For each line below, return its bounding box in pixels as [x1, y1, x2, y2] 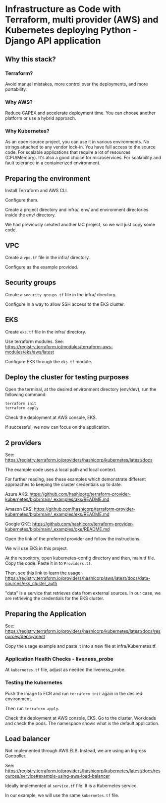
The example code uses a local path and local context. [5, 467, 116, 472]
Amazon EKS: [5, 506, 33, 512]
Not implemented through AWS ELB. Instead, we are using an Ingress [5, 748, 146, 754]
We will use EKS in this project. [5, 545, 68, 551]
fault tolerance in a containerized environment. [5, 160, 101, 166]
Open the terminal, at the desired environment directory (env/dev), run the [5, 386, 157, 392]
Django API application [5, 35, 101, 47]
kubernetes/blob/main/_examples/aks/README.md [5, 496, 110, 502]
